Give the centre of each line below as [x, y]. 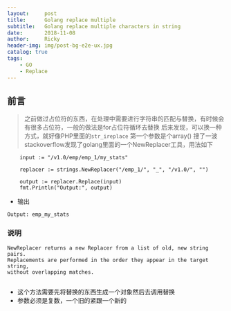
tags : [15, 59]
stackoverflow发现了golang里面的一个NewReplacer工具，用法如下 [118, 145]
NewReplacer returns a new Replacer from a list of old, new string [108, 248]
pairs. [17, 254]
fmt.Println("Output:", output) [66, 188]
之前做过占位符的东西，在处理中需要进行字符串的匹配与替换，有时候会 [124, 119]
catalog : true [28, 52]
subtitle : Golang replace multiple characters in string [94, 26]
